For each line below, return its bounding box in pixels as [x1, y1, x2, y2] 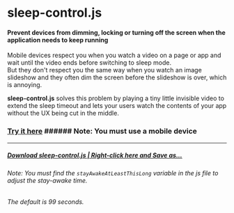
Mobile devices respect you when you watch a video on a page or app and [7, 51, 221, 60]
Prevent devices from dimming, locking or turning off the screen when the [7, 28, 226, 36]
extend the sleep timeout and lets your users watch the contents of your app [7, 102, 227, 110]
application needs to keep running [7, 35, 109, 44]
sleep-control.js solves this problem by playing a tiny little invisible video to [7, 94, 225, 102]
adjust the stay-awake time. [7, 176, 88, 184]
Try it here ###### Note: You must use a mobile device [7, 127, 197, 136]
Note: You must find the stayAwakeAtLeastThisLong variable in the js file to [7, 168, 219, 177]
